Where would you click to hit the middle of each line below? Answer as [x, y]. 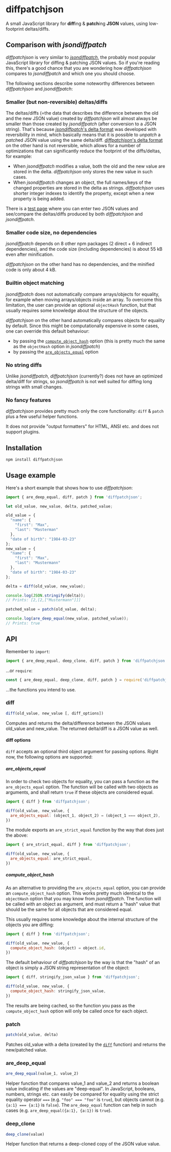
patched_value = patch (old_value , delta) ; [51, 609]
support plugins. [23, 432]
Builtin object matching [35, 283]
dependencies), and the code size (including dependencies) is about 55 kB [84, 249]
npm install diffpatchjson [34, 460]
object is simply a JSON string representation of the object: [68, 968]
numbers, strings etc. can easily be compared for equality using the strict [82, 1094]
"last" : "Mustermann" [38, 563]
